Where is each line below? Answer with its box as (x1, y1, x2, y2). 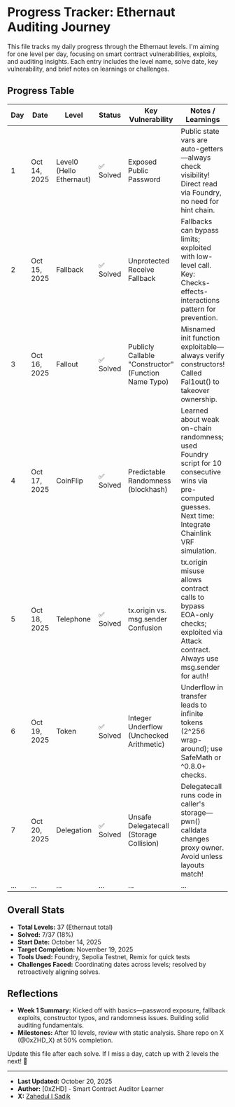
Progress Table (7, 85, 75, 97)
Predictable (128, 467, 166, 476)
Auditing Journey (7, 19, 111, 35)
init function (180, 333, 220, 343)
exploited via (180, 627, 223, 637)
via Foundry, (180, 187, 222, 197)
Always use (180, 653, 219, 663)
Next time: (180, 511, 215, 521)
